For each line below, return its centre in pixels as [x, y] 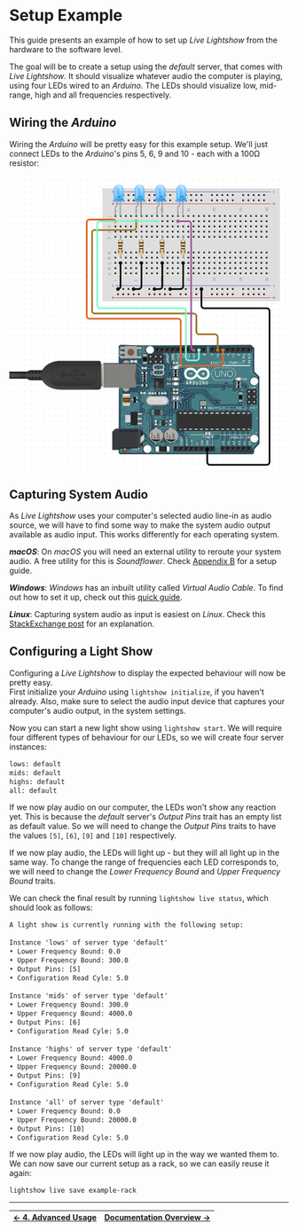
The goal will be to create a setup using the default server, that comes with [146, 67]
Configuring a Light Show [81, 651]
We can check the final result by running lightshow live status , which [139, 898]
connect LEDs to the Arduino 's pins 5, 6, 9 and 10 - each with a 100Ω [134, 153]
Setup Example [66, 16]
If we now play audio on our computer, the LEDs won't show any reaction [143, 807]
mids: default [35, 772]
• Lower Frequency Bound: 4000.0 [71, 1058]
